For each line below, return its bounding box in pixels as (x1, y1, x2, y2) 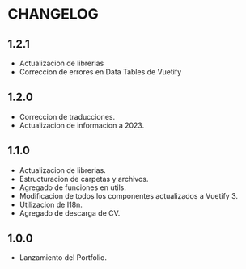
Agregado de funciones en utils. (19, 183, 126, 192)
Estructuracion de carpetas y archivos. (19, 174, 149, 183)
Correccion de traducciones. (19, 111, 115, 121)
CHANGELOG (7, 5, 99, 23)
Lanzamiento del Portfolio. (19, 253, 107, 263)
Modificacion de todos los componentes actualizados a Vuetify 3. (19, 191, 239, 200)
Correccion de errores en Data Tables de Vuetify (19, 67, 182, 77)
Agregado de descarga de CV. (19, 208, 121, 218)
